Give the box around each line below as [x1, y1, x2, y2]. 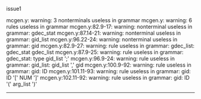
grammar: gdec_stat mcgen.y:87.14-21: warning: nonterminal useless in [6, 29, 181, 37]
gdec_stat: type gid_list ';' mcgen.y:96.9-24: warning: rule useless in [6, 55, 175, 62]
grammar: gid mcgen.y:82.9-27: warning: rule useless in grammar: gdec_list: [6, 42, 195, 49]
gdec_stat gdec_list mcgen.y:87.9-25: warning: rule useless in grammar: [6, 49, 184, 56]
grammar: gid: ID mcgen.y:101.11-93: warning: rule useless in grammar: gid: [6, 68, 191, 74]
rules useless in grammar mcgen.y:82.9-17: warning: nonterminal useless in [6, 23, 193, 30]
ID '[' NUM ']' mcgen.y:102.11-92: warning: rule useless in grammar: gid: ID [6, 74, 190, 81]
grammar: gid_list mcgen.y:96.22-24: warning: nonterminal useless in [6, 36, 178, 43]
